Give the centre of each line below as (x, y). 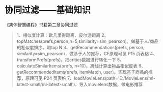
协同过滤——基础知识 (48, 10)
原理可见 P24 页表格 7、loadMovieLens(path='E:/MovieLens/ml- (90, 78)
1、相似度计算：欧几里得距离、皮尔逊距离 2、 (62, 35)
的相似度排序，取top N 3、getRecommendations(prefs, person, (81, 47)
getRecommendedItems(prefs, (48, 72)
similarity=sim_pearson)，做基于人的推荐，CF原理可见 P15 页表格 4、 (87, 53)
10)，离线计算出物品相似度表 (109, 66)
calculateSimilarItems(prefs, (45, 66)
